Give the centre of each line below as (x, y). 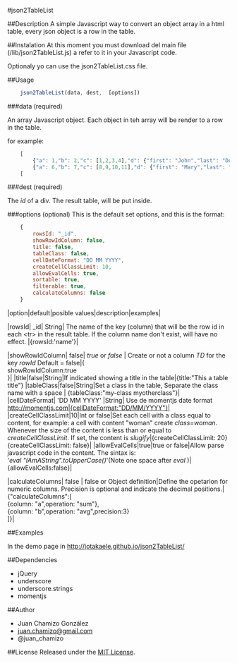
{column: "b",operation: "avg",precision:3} (68, 511)
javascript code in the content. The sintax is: (72, 452)
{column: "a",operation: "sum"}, (54, 504)
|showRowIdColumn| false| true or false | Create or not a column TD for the (116, 355)
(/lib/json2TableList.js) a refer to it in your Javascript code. (92, 53)
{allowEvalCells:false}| (40, 468)
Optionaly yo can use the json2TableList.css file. (78, 66)
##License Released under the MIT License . (71, 652)
